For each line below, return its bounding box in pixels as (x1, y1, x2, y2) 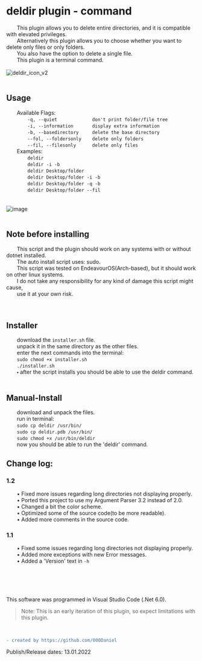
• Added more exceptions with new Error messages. (17, 551, 147, 558)
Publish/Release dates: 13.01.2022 (6, 648, 92, 656)
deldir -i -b (27, 161, 60, 167)
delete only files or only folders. (6, 43, 85, 51)
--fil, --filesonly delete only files (27, 142, 139, 148)
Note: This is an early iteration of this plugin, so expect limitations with (21, 608, 196, 615)
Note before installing (6, 229, 89, 240)
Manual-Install (6, 392, 62, 403)
